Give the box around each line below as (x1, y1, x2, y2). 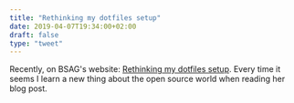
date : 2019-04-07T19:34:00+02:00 (9, 22, 137, 31)
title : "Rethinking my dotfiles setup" (9, 13, 162, 23)
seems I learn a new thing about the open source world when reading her (9, 74, 286, 85)
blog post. (9, 83, 47, 94)
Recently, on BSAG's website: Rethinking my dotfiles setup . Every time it (9, 64, 281, 75)
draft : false (9, 30, 59, 39)
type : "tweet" (9, 38, 64, 48)
